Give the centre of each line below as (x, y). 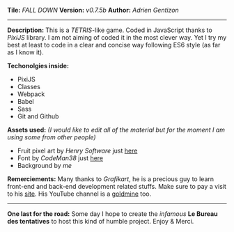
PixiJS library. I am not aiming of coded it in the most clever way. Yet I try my (117, 37)
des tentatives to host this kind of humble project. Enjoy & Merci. (101, 221)
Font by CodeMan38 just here (60, 158)
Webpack (31, 94)
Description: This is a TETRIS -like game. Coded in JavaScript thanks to (110, 30)
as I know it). (25, 52)
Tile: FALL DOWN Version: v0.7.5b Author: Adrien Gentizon (93, 10)
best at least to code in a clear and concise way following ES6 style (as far (114, 45)
